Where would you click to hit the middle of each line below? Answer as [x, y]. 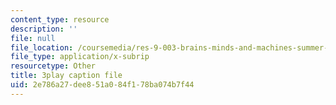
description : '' [44, 29]
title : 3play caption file [66, 76]
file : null [33, 38]
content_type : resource [60, 19]
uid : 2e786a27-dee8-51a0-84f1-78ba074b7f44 [102, 85]
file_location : [42, 47]
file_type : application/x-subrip [80, 57]
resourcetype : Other [53, 66]
